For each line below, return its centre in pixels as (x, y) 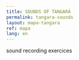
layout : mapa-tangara (33, 23)
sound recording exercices (39, 50)
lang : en (17, 34)
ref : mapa (19, 28)
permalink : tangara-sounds (40, 17)
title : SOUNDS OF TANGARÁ (38, 12)
